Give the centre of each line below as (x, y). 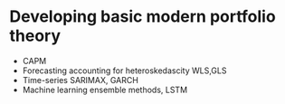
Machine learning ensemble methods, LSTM (105, 90)
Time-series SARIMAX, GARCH (80, 80)
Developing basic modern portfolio (142, 17)
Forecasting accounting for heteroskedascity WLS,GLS (124, 71)
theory (35, 36)
